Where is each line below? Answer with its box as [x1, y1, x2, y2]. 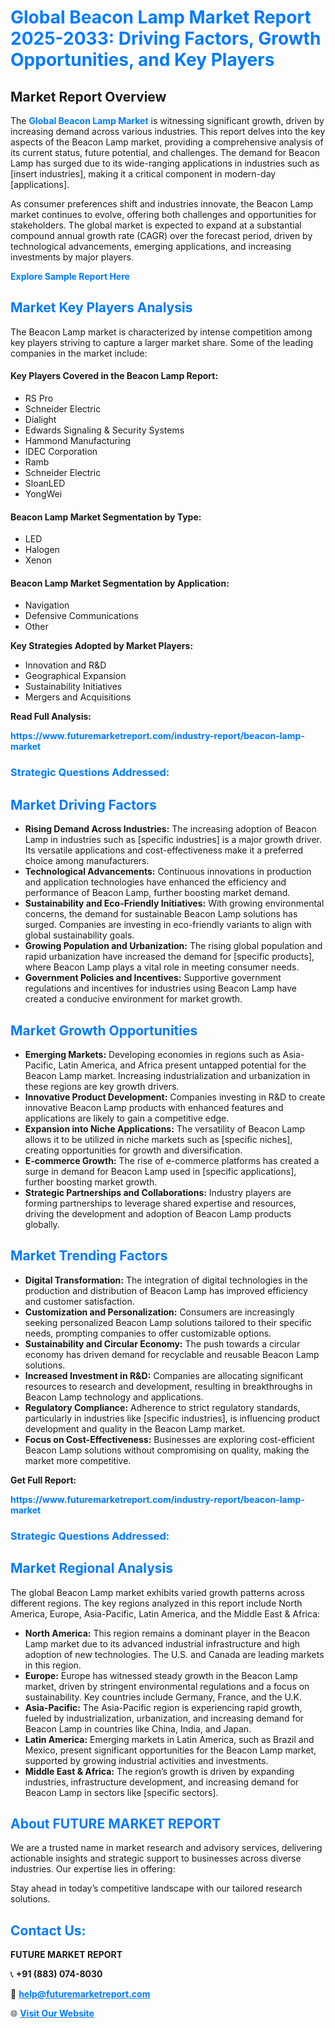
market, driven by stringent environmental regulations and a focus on [24, 1680, 310, 1692]
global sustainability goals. [24, 929, 135, 941]
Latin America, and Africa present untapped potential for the [58, 1059, 307, 1071]
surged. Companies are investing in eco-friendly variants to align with [24, 919, 312, 931]
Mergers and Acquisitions [24, 691, 132, 703]
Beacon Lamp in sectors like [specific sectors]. [24, 1786, 219, 1798]
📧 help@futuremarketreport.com [10, 1988, 151, 2000]
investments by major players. [10, 251, 134, 263]
